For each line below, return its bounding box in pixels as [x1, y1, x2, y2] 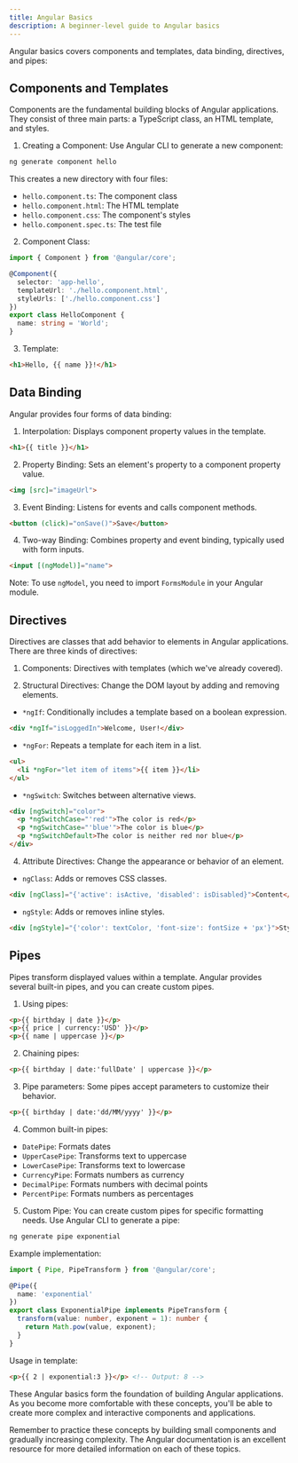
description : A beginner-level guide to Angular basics [9, 21, 220, 30]
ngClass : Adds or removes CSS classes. [21, 873, 168, 883]
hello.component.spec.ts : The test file [21, 219, 162, 230]
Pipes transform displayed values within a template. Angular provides [9, 971, 263, 982]
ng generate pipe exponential [9, 1231, 122, 1241]
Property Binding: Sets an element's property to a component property [21, 459, 281, 470]
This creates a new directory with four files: [9, 174, 169, 185]
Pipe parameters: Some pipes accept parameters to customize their [21, 1081, 270, 1092]
